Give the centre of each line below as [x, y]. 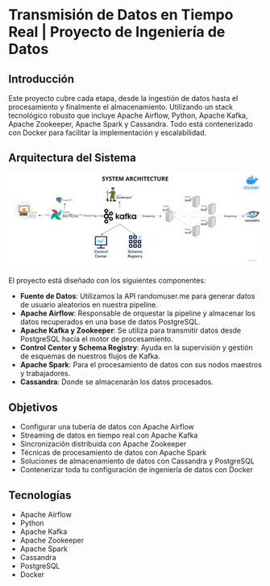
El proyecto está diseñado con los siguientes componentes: [108, 281]
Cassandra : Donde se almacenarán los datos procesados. [116, 382]
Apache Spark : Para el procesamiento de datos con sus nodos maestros [141, 365]
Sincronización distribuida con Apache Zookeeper [103, 444]
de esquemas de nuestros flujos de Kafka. [90, 356]
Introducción [42, 79]
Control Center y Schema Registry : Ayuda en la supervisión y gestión [137, 348]
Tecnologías [40, 495]
